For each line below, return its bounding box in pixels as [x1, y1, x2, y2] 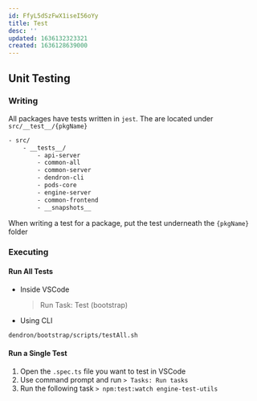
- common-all [37, 158, 81, 167]
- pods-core [37, 182, 78, 190]
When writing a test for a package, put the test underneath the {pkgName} [8, 218, 250, 227]
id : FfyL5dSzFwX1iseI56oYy [8, 11, 99, 20]
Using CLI [19, 315, 53, 325]
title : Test [8, 19, 48, 27]
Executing [8, 247, 49, 258]
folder [8, 227, 28, 236]
